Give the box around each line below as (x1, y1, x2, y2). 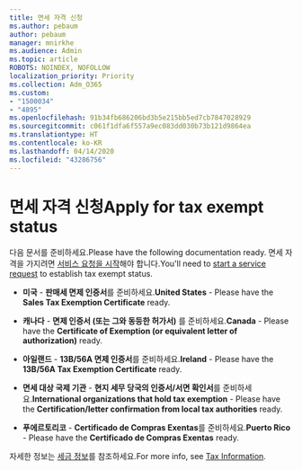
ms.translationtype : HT (9, 130, 99, 139)
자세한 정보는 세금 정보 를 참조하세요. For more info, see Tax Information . (9, 451, 267, 462)
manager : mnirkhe (9, 38, 75, 48)
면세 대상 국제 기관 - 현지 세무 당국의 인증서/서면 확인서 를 (22, 383, 221, 394)
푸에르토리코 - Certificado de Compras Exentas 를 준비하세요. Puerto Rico (22, 422, 291, 433)
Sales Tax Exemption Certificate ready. (22, 297, 171, 308)
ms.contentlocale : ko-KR (9, 138, 102, 147)
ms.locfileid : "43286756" (9, 155, 106, 164)
